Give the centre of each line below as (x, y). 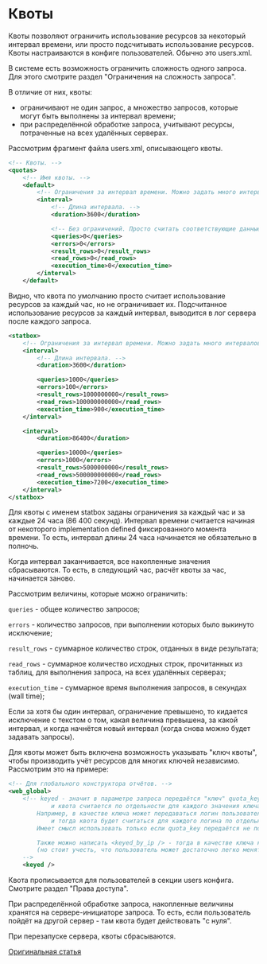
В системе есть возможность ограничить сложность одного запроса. (128, 68)
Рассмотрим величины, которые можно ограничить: (98, 594)
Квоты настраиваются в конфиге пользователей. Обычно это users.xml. (130, 52)
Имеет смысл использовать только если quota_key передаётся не (143, 828)
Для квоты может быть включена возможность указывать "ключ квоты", (133, 752)
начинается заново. (42, 578)
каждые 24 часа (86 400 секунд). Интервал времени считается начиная (132, 521)
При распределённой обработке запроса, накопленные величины (121, 904)
